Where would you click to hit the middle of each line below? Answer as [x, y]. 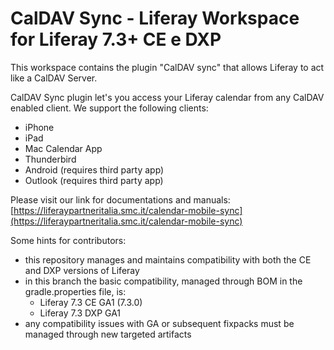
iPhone [39, 127]
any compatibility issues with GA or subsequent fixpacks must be [159, 323]
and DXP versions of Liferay [82, 270]
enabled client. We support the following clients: [109, 108]
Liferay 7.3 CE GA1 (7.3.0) [91, 302]
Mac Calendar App [63, 148]
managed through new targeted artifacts [108, 334]
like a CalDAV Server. [54, 78]
